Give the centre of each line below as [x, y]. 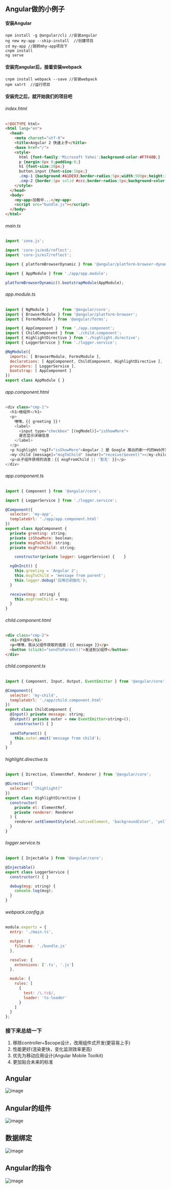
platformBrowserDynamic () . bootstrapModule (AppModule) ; [65, 283]
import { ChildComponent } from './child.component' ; [64, 333]
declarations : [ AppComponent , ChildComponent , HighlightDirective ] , [86, 361]
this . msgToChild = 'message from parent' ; [60, 576]
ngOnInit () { [24, 566]
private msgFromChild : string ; [43, 548]
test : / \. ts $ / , [40, 993]
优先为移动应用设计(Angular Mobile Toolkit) [58, 1056]
